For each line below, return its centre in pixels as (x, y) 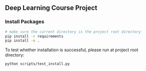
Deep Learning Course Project (51, 8)
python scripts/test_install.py (37, 64)
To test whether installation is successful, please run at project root (72, 50)
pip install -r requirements (34, 36)
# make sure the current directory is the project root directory (73, 32)
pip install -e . (22, 41)
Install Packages (25, 22)
